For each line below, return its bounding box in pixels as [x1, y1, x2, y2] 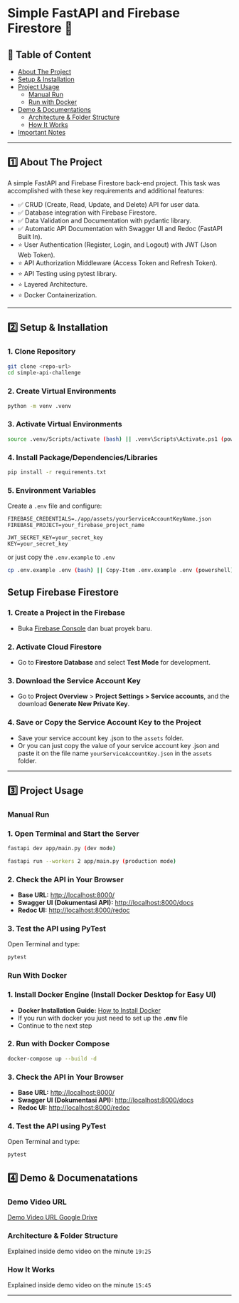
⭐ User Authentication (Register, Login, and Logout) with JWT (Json [17, 240, 217, 249]
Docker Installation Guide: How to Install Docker [17, 1006, 161, 1014]
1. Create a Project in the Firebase [7, 608, 126, 618]
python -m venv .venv [7, 402, 72, 409]
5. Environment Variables [7, 485, 96, 495]
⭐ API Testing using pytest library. [17, 269, 117, 277]
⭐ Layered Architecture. [17, 280, 87, 288]
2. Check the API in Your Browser [7, 874, 124, 884]
